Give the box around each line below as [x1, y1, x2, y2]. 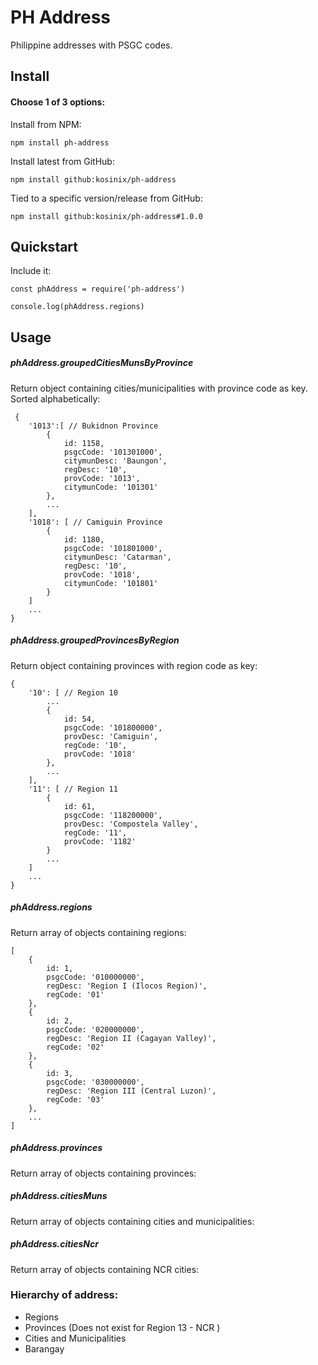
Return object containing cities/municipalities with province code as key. [10, 382, 308, 394]
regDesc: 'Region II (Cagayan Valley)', [46, 1033, 217, 1043]
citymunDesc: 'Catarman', [63, 552, 172, 562]
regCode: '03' [46, 1094, 105, 1105]
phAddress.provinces [10, 1142, 103, 1154]
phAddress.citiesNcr [10, 1238, 99, 1250]
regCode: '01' [46, 989, 105, 1000]
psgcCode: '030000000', [46, 1077, 145, 1087]
